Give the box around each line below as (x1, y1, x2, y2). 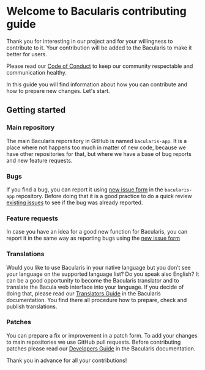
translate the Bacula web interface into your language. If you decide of (6, 283, 184, 290)
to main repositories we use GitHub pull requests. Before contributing (6, 338, 181, 346)
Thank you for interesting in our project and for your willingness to (6, 37, 173, 45)
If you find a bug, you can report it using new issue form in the (6, 185, 163, 193)
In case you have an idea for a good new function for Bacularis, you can (6, 228, 188, 235)
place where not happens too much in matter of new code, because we (6, 144, 187, 151)
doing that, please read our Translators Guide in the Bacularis (6, 289, 161, 297)
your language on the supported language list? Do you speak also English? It (6, 270, 199, 278)
